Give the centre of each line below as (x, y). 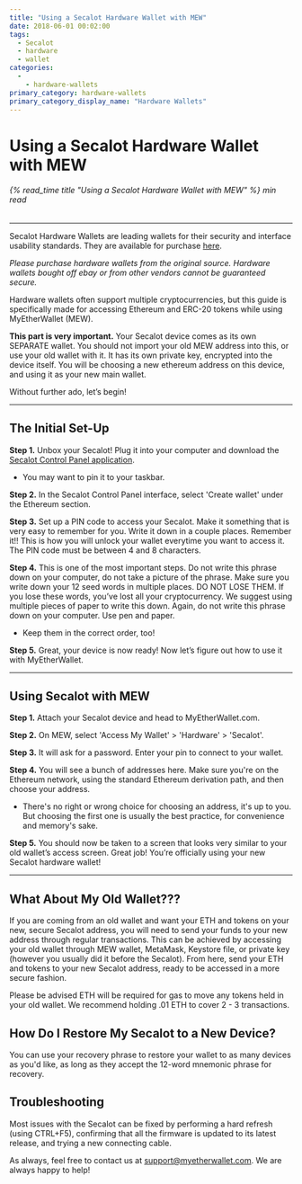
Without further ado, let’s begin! (68, 391)
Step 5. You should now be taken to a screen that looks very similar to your (148, 843)
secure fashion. (38, 978)
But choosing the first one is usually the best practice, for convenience (153, 816)
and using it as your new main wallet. (78, 374)
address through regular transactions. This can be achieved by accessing (145, 939)
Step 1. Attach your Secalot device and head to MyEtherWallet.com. (135, 718)
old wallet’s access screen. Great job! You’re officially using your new (138, 853)
